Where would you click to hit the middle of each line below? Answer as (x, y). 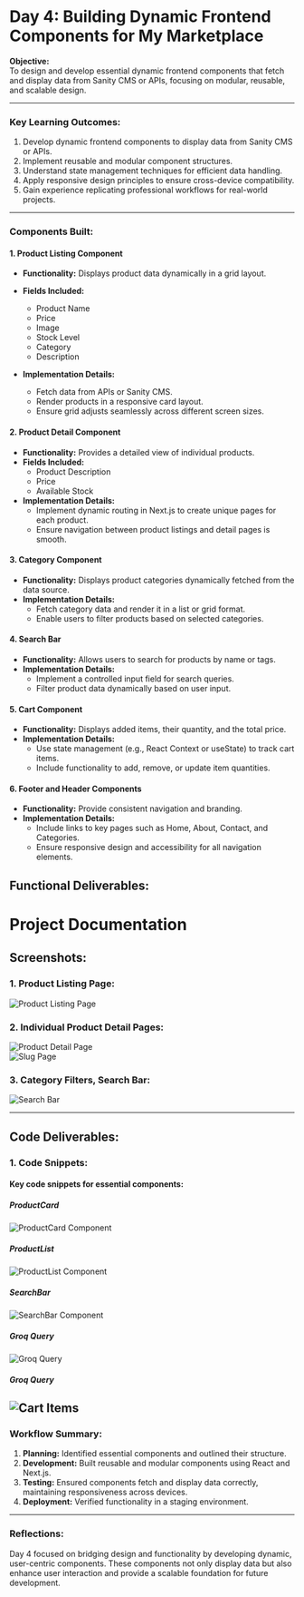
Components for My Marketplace (137, 36)
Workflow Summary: (56, 1434)
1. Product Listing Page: (62, 984)
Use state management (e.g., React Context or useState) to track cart (165, 749)
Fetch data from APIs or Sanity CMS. (104, 392)
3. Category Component (56, 560)
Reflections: (37, 1533)
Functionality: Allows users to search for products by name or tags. (149, 659)
